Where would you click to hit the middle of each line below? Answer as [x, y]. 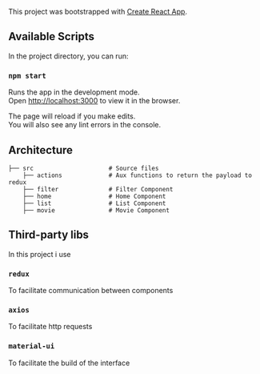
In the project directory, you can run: [68, 56]
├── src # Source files [84, 168]
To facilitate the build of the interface [69, 363]
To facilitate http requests [50, 327]
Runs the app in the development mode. [74, 92]
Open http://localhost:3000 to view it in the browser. [94, 101]
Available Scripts [51, 36]
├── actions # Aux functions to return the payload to [137, 175]
